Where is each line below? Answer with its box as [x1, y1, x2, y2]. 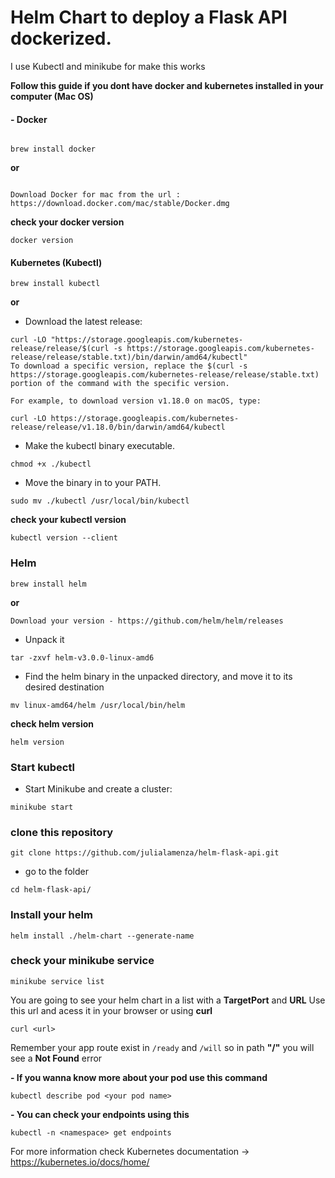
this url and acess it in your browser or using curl [10, 1004, 213, 1016]
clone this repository [10, 825, 114, 839]
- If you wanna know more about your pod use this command [10, 1071, 268, 1083]
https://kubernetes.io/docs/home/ [10, 1156, 150, 1168]
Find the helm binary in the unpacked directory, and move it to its [24, 670, 293, 682]
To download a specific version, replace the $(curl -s [10, 361, 248, 371]
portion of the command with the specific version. [10, 379, 230, 389]
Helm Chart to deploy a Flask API [10, 6, 288, 29]
